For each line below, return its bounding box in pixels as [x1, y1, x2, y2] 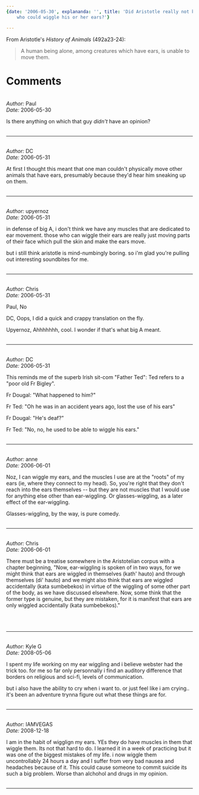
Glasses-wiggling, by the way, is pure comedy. [6, 510, 120, 517]
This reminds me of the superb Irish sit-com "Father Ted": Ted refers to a [6, 374, 185, 381]
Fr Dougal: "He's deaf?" [6, 415, 64, 422]
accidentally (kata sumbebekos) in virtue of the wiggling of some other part [6, 583, 191, 590]
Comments [6, 74, 62, 88]
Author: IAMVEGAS [6, 721, 53, 728]
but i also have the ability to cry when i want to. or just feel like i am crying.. [6, 685, 190, 692]
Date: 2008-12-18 [6, 727, 49, 734]
